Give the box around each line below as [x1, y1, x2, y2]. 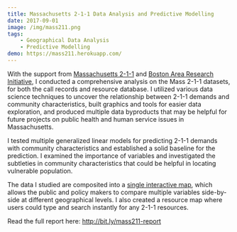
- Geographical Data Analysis [20, 37, 110, 44]
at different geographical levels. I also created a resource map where [21, 195, 223, 204]
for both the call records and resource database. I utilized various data [7, 85, 213, 93]
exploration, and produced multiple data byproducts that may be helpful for [7, 107, 227, 116]
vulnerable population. [7, 167, 73, 175]
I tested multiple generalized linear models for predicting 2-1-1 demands [7, 136, 218, 144]
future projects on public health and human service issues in [7, 115, 184, 123]
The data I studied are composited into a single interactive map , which [7, 180, 213, 189]
